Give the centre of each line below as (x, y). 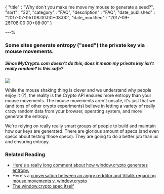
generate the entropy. (27, 116)
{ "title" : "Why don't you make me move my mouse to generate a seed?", (80, 7)
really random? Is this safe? (34, 68)
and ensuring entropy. (28, 141)
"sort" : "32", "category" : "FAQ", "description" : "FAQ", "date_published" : (80, 12)
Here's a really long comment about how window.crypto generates (80, 165)
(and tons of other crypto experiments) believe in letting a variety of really (80, 106)
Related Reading (25, 154)
